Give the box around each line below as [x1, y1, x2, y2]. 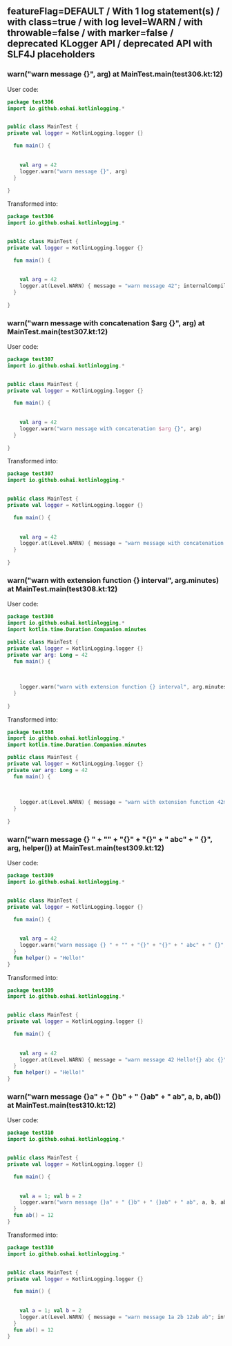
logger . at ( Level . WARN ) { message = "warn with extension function [19, 799, 215, 806]
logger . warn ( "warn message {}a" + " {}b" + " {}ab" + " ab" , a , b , [19, 1199, 218, 1206]
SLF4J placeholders [7, 48, 95, 61]
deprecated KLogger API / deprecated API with [7, 38, 213, 50]
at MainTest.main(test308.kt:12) [7, 584, 118, 593]
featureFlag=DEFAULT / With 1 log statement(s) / [7, 6, 220, 17]
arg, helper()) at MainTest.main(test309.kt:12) [7, 843, 164, 852]
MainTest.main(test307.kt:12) [7, 327, 108, 336]
